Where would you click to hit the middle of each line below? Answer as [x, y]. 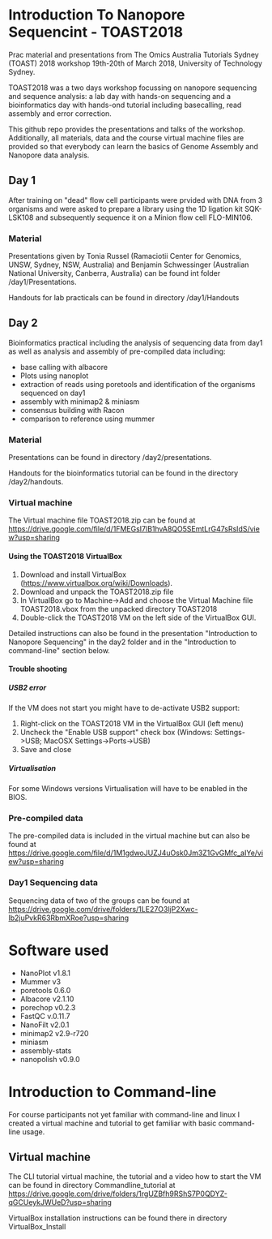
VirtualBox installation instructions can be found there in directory [118, 1218]
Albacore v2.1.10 [47, 999]
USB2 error [28, 687]
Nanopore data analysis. [49, 155]
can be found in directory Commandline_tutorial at [92, 1185]
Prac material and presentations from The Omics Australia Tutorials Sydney [134, 54]
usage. [34, 1131]
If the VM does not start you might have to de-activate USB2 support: [124, 708]
